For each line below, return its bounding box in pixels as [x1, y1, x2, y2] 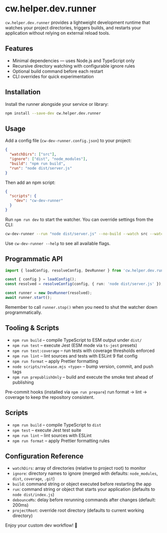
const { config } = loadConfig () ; [5, 277, 77, 282]
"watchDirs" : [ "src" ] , [9, 152, 57, 157]
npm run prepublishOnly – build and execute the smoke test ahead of [12, 374, 154, 380]
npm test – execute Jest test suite [12, 427, 82, 433]
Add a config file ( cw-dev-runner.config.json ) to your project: [5, 138, 132, 144]
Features [5, 44, 33, 53]
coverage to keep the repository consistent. [5, 394, 95, 400]
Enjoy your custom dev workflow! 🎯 [5, 523, 78, 529]
